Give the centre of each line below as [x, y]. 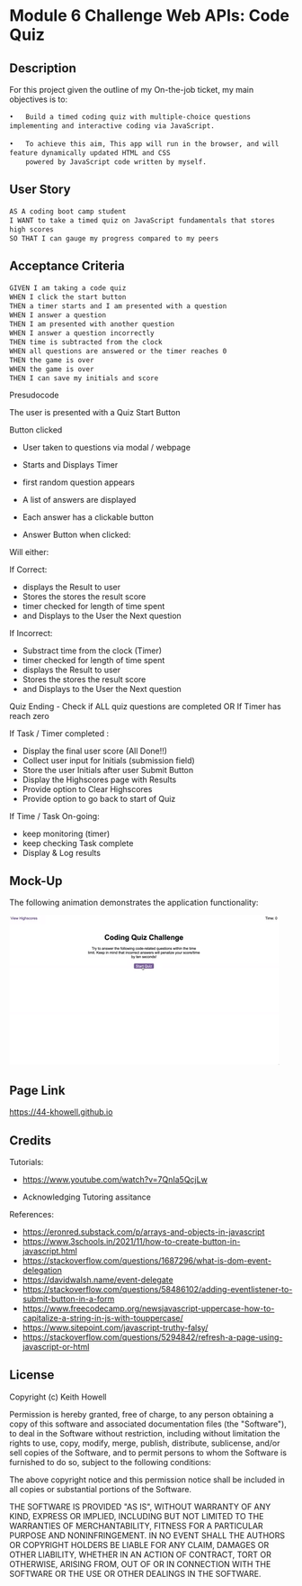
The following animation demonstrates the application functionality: [134, 903]
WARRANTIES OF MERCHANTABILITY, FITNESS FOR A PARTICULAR [136, 1526]
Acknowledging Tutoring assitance [86, 1197]
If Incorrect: [31, 633]
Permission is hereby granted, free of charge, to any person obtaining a [142, 1414]
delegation [42, 1271]
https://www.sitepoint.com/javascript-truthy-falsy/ [115, 1328]
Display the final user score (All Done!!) [95, 751]
